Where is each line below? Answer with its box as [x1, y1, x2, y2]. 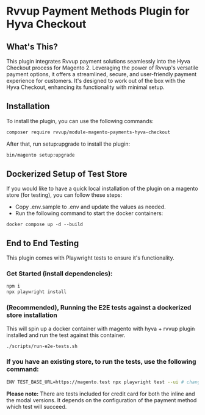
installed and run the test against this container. [6, 331, 126, 339]
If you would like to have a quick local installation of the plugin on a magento [6, 185, 198, 193]
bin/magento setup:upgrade [6, 152, 75, 158]
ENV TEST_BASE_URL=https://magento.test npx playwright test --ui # [6, 379, 184, 385]
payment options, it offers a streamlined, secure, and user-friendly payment [6, 71, 197, 77]
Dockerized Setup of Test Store [6, 169, 128, 179]
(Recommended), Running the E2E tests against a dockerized [6, 303, 192, 312]
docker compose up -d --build [6, 221, 84, 228]
